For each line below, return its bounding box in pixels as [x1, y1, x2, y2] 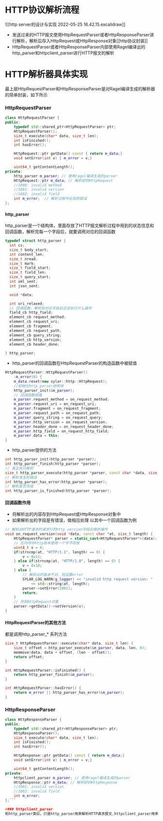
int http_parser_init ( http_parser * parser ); [5, 457, 97, 462]
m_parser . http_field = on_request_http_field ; [14, 429, 110, 434]
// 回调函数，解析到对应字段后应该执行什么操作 [9, 306, 92, 311]
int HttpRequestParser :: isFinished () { [5, 668, 86, 673]
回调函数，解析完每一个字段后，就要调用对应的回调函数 [5, 229, 115, 235]
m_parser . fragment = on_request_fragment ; [14, 406, 101, 411]
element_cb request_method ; [9, 314, 66, 320]
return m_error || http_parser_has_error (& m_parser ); [14, 690, 125, 695]
